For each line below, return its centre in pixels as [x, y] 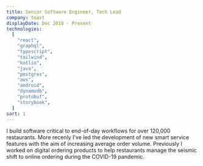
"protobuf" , [32, 97]
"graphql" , [31, 46]
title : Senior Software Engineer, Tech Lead [64, 12]
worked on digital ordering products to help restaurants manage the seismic [101, 150]
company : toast [26, 18]
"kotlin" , [30, 63]
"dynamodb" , [32, 91]
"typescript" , [35, 52]
